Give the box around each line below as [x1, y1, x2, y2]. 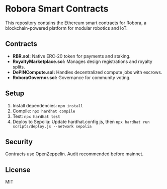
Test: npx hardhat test [12, 113, 60, 119]
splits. [12, 64, 25, 70]
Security [5, 137, 33, 146]
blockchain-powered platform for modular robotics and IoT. [5, 25, 128, 31]
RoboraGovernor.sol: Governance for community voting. [12, 74, 131, 81]
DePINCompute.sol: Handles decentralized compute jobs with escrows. [12, 69, 162, 75]
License [5, 165, 31, 174]
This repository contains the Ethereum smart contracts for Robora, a [5, 20, 147, 26]
